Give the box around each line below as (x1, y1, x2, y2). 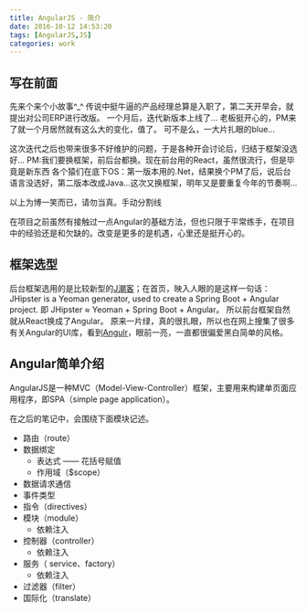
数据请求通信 (22, 478, 71, 489)
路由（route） (22, 432, 76, 443)
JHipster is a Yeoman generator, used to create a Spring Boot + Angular (9, 293, 280, 304)
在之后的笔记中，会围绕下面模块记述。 (9, 413, 153, 424)
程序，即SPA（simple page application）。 (16, 394, 175, 405)
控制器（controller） (22, 535, 100, 546)
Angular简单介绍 (9, 356, 105, 372)
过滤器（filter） (22, 581, 80, 592)
